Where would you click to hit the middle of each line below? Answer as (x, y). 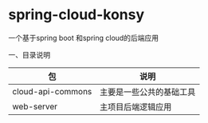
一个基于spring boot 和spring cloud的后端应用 (84, 38)
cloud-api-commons (52, 91)
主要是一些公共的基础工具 (147, 92)
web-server (35, 106)
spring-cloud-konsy (77, 15)
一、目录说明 (29, 54)
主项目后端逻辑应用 (135, 107)
